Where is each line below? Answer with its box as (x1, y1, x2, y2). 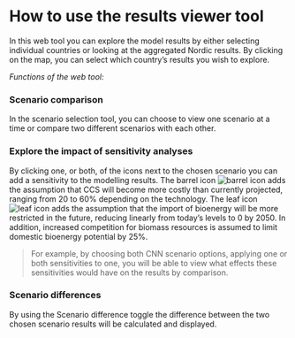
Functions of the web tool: (9, 71, 104, 81)
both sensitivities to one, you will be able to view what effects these (30, 257, 277, 268)
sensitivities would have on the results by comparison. (30, 267, 229, 278)
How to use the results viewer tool (9, 6, 265, 27)
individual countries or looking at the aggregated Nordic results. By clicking (9, 44, 284, 55)
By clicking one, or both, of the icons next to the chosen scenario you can (9, 165, 278, 176)
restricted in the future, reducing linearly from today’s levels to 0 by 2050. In (9, 212, 286, 223)
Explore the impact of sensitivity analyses (9, 145, 193, 157)
